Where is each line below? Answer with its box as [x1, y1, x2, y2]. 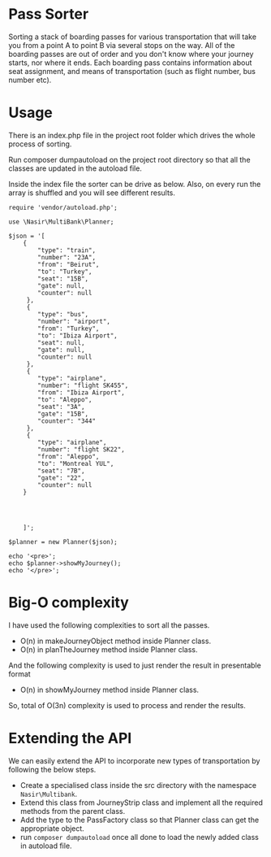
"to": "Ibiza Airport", [37, 331, 118, 340]
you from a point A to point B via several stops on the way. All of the [8, 40, 235, 50]
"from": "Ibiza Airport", [37, 388, 126, 397]
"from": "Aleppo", [37, 452, 100, 460]
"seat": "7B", [37, 467, 85, 475]
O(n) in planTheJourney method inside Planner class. [19, 644, 198, 655]
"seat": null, [37, 338, 85, 346]
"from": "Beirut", [37, 260, 100, 268]
